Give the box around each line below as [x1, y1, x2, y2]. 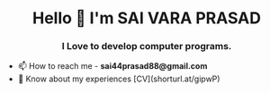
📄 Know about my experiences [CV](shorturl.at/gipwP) [17, 73, 220, 84]
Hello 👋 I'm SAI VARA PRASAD [32, 8, 261, 29]
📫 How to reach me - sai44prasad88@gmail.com [17, 61, 208, 72]
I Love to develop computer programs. [61, 40, 232, 53]
